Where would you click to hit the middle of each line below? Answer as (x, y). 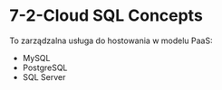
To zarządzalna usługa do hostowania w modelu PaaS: (111, 40)
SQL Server (44, 76)
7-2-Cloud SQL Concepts (106, 16)
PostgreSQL (45, 67)
